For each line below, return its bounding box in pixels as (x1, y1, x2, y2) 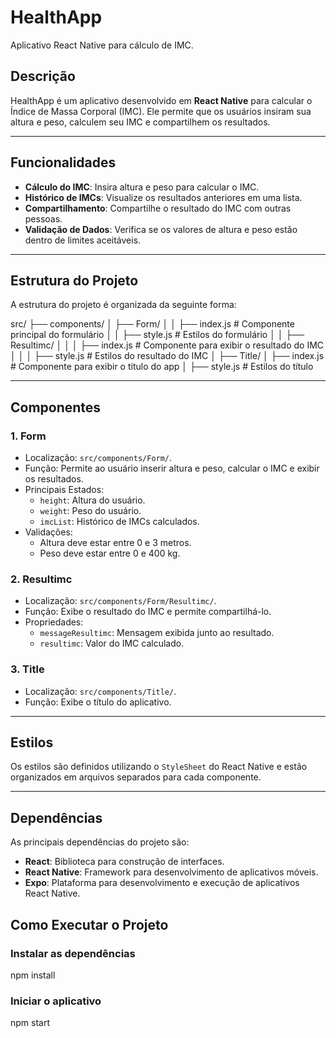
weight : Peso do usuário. (39, 505, 142, 517)
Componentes (10, 399, 102, 416)
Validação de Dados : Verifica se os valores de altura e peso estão (24, 223, 298, 235)
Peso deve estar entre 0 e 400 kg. (39, 547, 181, 560)
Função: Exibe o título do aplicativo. (24, 696, 172, 708)
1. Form (10, 429, 47, 443)
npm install (10, 969, 56, 981)
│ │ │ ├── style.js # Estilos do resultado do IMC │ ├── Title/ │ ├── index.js (10, 350, 325, 362)
